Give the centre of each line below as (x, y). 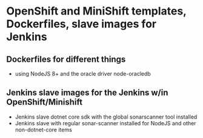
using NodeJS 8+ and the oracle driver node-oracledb (83, 74)
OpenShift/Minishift (45, 102)
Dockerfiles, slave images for (81, 24)
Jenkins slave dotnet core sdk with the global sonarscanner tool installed (106, 117)
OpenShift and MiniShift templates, (96, 11)
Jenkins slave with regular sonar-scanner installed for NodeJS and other (105, 123)
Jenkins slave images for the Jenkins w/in (87, 93)
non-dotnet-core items (44, 130)
